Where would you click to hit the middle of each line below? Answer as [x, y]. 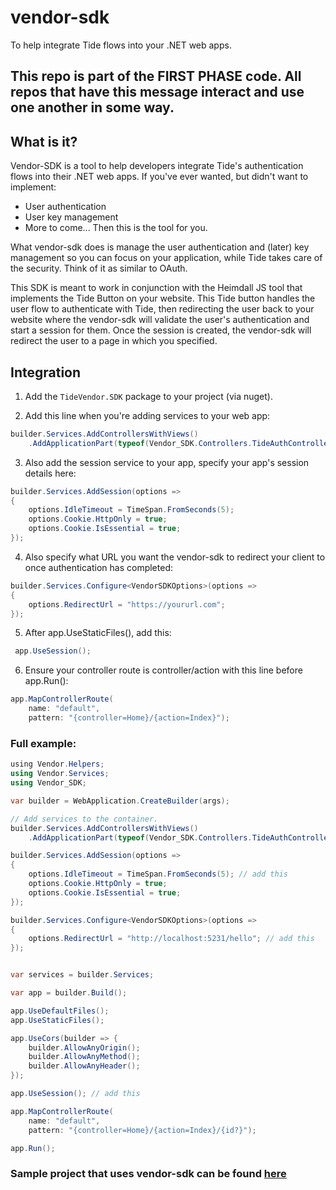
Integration [46, 372]
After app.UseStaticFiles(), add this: [98, 633]
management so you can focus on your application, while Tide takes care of [166, 258]
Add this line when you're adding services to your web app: [147, 415]
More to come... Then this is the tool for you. [116, 228]
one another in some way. [92, 107]
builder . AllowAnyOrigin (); [84, 1047]
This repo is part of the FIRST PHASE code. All [156, 76]
